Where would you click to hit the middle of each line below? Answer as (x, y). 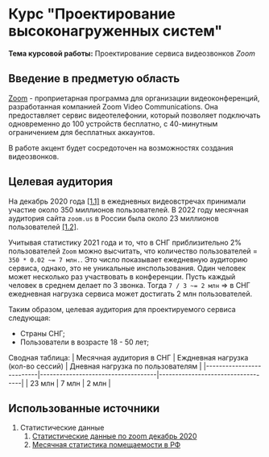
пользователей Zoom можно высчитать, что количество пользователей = (133, 251)
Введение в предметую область (94, 78)
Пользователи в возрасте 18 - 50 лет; (85, 342)
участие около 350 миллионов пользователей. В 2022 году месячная (128, 209)
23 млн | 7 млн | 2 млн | (70, 383)
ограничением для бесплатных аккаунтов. (82, 132)
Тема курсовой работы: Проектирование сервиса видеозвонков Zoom (132, 53)
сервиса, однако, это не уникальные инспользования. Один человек (127, 268)
